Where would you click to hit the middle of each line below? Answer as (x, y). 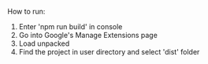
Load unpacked (44, 43)
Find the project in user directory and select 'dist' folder (109, 52)
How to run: (26, 11)
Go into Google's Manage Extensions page (88, 35)
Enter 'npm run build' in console (71, 26)
